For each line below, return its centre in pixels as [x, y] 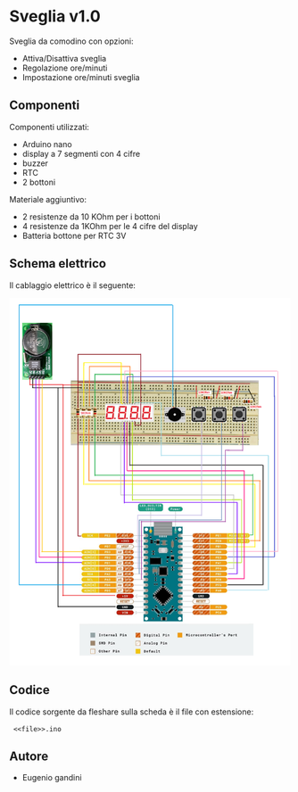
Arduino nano [47, 144]
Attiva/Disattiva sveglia [64, 58]
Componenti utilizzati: [49, 127]
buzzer [35, 163]
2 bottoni [39, 182]
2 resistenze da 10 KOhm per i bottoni [91, 217]
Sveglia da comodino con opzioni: [71, 41]
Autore [29, 756]
